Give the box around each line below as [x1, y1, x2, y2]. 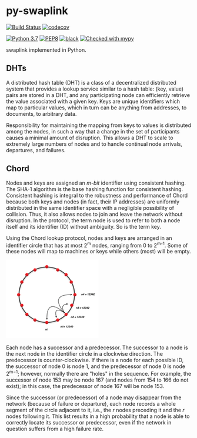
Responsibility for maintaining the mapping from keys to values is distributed [6, 122, 192, 129]
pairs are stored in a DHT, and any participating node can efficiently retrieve [6, 91, 190, 98]
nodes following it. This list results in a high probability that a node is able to [6, 413, 190, 420]
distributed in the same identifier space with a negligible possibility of [6, 204, 175, 211]
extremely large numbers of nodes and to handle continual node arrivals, [6, 140, 182, 148]
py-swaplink [6, 4, 69, 18]
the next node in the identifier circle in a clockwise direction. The [6, 350, 163, 357]
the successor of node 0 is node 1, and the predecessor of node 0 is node [6, 363, 185, 370]
